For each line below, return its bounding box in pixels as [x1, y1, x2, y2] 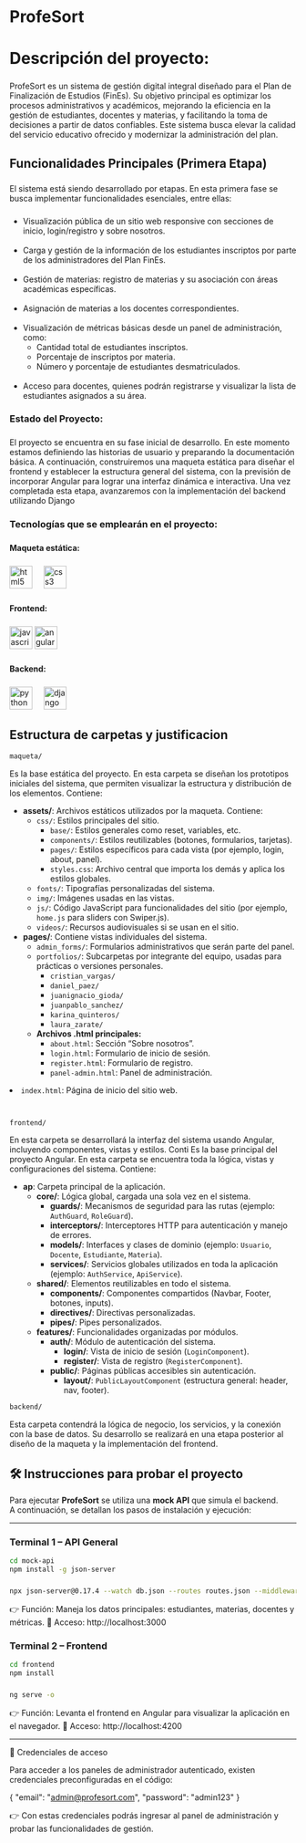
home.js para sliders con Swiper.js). [36, 911, 170, 922]
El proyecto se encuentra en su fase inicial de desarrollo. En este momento [9, 437, 290, 448]
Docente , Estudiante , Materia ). [49, 1249, 163, 1260]
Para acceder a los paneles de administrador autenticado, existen [9, 1764, 256, 1775]
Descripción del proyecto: [9, 48, 209, 69]
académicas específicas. [22, 283, 117, 294]
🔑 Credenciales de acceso [9, 1746, 108, 1757]
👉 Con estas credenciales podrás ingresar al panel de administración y [9, 1809, 280, 1821]
